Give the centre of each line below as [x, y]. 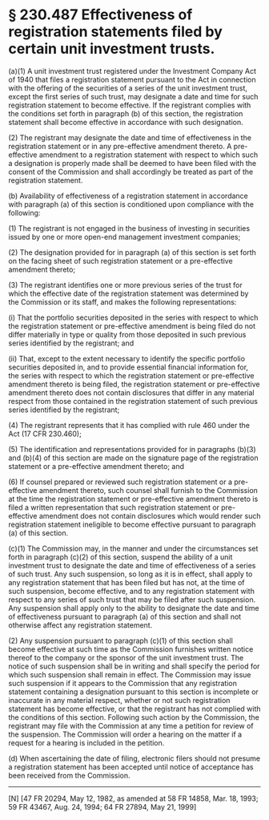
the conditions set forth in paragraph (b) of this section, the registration [126, 113]
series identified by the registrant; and [71, 343]
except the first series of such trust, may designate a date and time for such [133, 96]
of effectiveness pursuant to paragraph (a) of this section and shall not [125, 616]
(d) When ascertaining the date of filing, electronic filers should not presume [134, 758]
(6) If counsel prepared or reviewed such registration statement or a [120, 482]
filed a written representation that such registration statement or [114, 507]
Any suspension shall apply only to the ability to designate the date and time [134, 608]
